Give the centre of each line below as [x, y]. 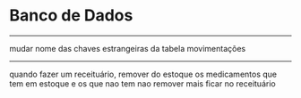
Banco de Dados [71, 16]
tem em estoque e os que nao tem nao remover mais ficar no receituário [142, 83]
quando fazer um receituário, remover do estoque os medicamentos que [143, 74]
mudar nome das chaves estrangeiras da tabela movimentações [128, 48]
